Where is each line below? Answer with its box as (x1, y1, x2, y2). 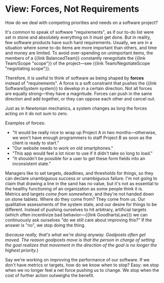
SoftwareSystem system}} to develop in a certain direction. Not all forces (5, 85, 152, 91)
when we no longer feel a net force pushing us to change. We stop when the (5, 267, 159, 273)
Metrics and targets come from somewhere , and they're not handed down (5, 191, 154, 197)
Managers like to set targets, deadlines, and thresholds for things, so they (5, 170, 154, 176)
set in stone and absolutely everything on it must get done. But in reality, (5, 34, 151, 40)
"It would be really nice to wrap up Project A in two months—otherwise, (12, 129, 157, 135)
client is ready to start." (12, 140, 60, 145)
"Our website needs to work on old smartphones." (12, 145, 114, 151)
